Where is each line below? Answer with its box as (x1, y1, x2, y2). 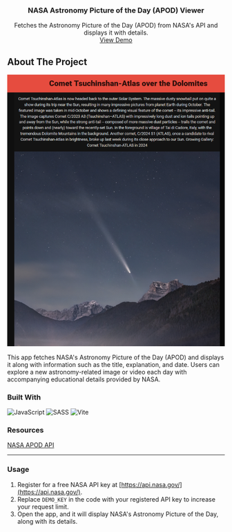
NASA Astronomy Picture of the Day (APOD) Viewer (27, 6, 205, 15)
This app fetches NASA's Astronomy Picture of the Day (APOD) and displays (7, 353, 224, 361)
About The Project (7, 56, 88, 68)
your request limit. (17, 502, 69, 511)
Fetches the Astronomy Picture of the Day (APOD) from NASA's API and (14, 21, 218, 30)
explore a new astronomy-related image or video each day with (7, 368, 187, 376)
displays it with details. (84, 28, 148, 37)
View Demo (99, 36, 133, 44)
